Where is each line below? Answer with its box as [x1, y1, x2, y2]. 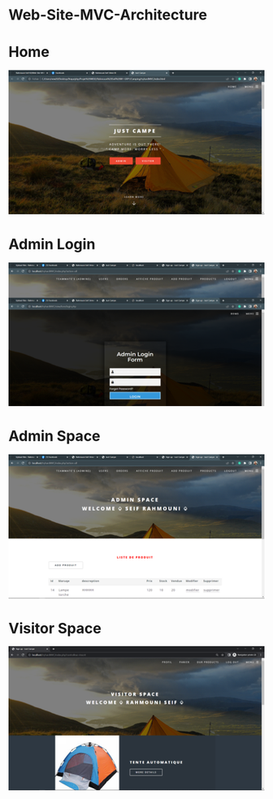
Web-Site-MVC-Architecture [8, 6, 207, 24]
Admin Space [8, 427, 101, 446]
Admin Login [8, 235, 96, 253]
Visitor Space [8, 619, 102, 637]
